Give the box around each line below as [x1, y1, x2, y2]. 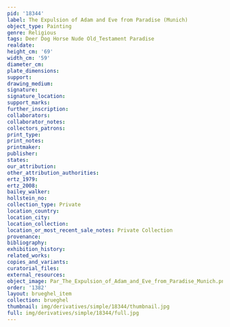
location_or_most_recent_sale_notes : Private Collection [7, 227, 173, 234]
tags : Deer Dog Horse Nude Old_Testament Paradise [7, 36, 155, 43]
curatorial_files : [7, 265, 60, 271]
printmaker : [7, 144, 41, 151]
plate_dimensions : [7, 67, 60, 74]
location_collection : [7, 220, 69, 227]
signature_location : [7, 93, 66, 100]
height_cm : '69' [7, 49, 53, 56]
